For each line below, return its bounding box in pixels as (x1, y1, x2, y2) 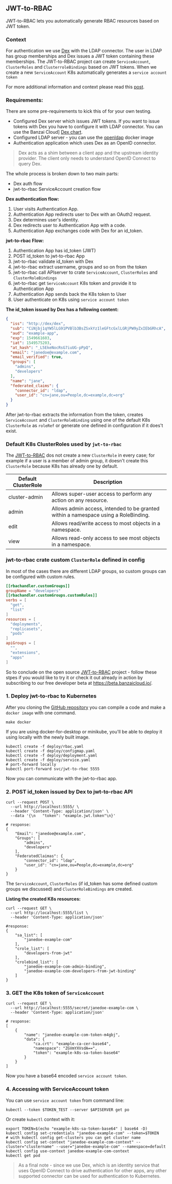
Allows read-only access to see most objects (51, 535, 160, 542)
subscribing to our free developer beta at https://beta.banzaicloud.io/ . (6, 680, 153, 686)
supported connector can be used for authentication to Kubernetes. (18, 1173, 161, 1179)
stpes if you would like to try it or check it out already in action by (6, 674, 143, 681)
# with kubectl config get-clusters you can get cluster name (6, 1135, 141, 1140)
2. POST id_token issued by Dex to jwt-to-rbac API (6, 788, 133, 795)
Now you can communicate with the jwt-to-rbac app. (6, 775, 117, 781)
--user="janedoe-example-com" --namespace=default (56, 1144, 166, 1149)
